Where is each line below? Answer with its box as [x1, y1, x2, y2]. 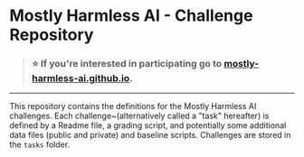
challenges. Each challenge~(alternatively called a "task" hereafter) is [9, 110, 270, 122]
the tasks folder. [9, 139, 71, 150]
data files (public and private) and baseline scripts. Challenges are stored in [9, 130, 291, 141]
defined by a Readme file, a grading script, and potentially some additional [9, 120, 287, 131]
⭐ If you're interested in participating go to [31, 58, 223, 70]
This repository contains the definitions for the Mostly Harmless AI [9, 101, 257, 112]
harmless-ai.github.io [31, 72, 130, 85]
